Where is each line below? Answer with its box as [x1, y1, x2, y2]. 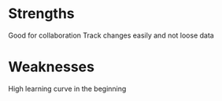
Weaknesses [8, 58, 94, 76]
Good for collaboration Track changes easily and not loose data [8, 31, 214, 40]
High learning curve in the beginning [8, 84, 127, 93]
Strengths [8, 5, 75, 23]
